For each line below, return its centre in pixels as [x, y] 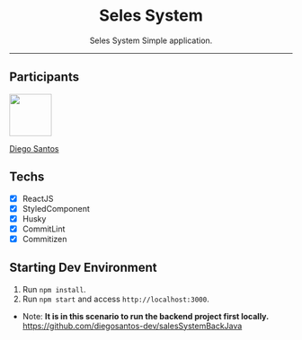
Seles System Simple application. [151, 40]
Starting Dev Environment [83, 268]
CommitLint [44, 229]
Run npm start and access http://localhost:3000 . [115, 299]
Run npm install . [54, 289]
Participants [44, 77]
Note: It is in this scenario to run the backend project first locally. [146, 316]
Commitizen [44, 239]
